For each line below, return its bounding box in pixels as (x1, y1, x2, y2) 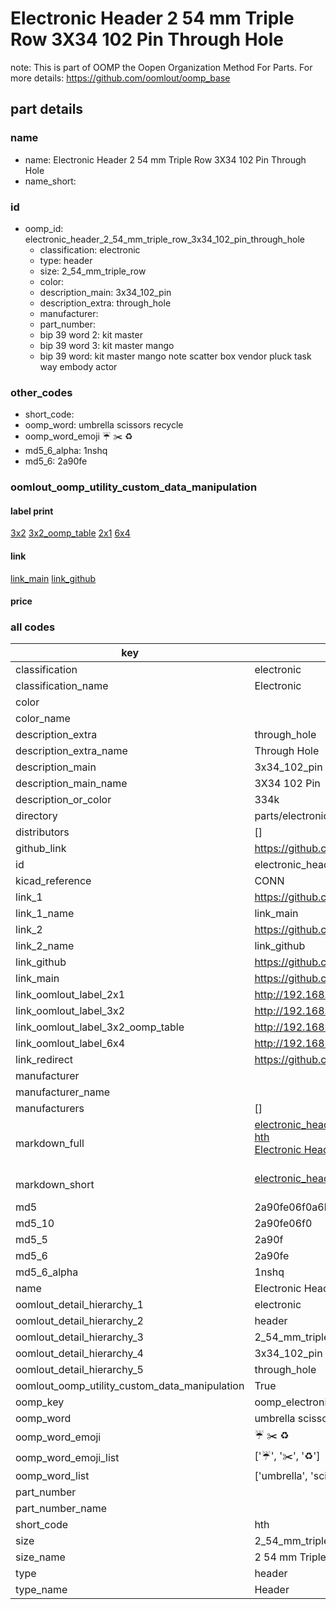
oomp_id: (24, 222, 64, 234)
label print (10, 505, 54, 517)
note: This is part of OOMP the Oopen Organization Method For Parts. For (10, 61, 313, 73)
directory (15, 809, 58, 823)
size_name (15, 1550, 66, 1564)
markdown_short (15, 1178, 95, 1192)
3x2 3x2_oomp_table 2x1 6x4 (10, 527, 131, 539)
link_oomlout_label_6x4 (15, 1037, 126, 1051)
